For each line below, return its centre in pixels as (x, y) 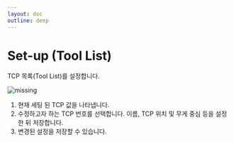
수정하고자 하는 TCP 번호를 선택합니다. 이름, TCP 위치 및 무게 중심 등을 (116, 114)
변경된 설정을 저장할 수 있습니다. (62, 131)
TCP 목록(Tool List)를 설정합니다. (54, 76)
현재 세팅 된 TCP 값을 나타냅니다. (63, 105)
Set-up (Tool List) (60, 56)
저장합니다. (48, 123)
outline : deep (28, 21)
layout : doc (25, 14)
